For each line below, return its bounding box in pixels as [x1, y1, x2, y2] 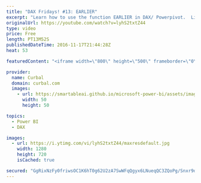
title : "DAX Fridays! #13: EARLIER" [6, 8, 98, 15]
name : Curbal [11, 75, 44, 80]
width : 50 [22, 97, 47, 103]
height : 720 [17, 151, 47, 158]
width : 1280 [17, 146, 47, 152]
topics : [6, 113, 26, 119]
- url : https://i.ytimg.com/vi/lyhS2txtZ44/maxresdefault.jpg [11, 141, 170, 147]
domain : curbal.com [11, 80, 60, 86]
